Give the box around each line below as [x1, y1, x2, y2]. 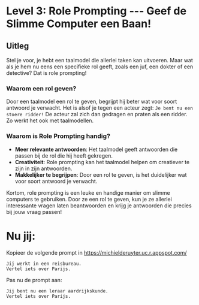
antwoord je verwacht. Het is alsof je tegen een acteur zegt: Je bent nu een [6, 104, 193, 111]
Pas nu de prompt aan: [6, 276, 62, 283]
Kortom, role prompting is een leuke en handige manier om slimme [6, 189, 170, 196]
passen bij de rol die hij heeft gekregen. [14, 152, 113, 159]
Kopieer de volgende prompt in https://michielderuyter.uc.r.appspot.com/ [6, 249, 187, 256]
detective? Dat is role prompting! [6, 70, 87, 76]
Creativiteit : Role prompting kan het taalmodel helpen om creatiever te [14, 158, 190, 165]
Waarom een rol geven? [6, 84, 77, 92]
